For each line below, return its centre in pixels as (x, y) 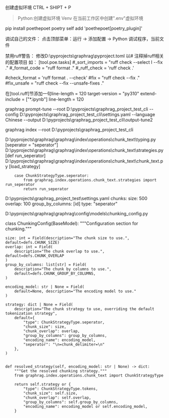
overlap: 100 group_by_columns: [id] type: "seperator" (61, 204)
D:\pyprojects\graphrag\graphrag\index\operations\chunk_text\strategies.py (84, 150)
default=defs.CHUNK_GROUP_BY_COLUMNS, (55, 274)
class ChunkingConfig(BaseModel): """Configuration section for (72, 223)
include (13, 99)
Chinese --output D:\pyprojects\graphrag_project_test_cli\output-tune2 (79, 120)
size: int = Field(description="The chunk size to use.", (67, 238)
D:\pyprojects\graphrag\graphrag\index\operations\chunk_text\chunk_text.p (84, 161)
